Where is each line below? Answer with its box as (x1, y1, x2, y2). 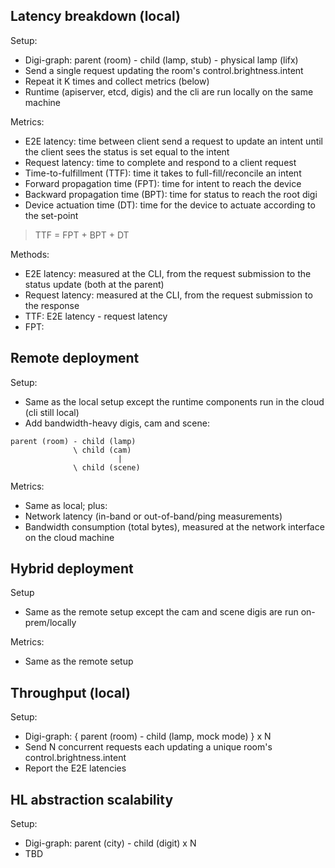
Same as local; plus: (24, 499, 108, 511)
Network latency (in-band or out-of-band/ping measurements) (24, 510, 283, 522)
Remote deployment (10, 350, 140, 367)
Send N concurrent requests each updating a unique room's (24, 741, 273, 753)
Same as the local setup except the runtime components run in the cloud (24, 395, 325, 408)
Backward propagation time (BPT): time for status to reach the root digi (24, 188, 318, 200)
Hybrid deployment (10, 560, 134, 578)
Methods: (10, 248, 50, 260)
